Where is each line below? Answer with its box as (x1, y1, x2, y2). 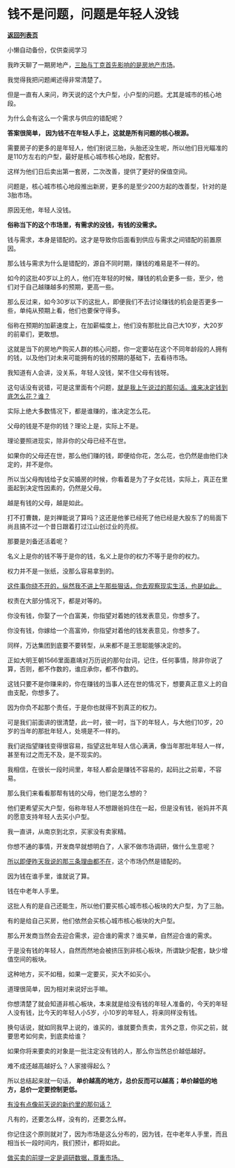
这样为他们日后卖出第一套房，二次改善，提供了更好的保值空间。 (7, 167, 191, 176)
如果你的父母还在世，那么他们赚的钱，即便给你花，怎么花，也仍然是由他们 (7, 451, 222, 460)
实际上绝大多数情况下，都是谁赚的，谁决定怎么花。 (7, 406, 155, 415)
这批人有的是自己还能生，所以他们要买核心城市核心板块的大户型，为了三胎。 (7, 902, 228, 910)
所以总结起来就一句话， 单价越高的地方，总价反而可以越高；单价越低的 (7, 1076, 211, 1085)
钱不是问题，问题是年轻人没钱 (7, 6, 180, 22)
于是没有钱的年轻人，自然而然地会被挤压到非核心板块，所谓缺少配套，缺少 (7, 946, 222, 955)
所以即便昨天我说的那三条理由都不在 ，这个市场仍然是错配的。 (7, 857, 185, 865)
